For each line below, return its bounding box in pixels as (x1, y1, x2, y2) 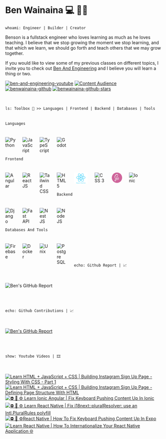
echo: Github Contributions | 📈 (5, 308, 74, 313)
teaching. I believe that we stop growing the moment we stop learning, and (5, 39, 159, 46)
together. (5, 50, 24, 56)
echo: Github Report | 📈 (74, 262, 127, 268)
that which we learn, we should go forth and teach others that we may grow (5, 45, 161, 51)
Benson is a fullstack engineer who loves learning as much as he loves (5, 34, 151, 40)
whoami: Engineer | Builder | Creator (5, 25, 86, 31)
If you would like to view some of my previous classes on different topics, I (5, 60, 159, 66)
